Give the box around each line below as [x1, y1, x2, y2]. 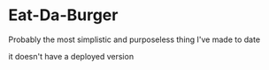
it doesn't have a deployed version [8, 51, 134, 61]
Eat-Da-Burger [8, 5, 119, 25]
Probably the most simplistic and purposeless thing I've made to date [8, 34, 261, 45]
